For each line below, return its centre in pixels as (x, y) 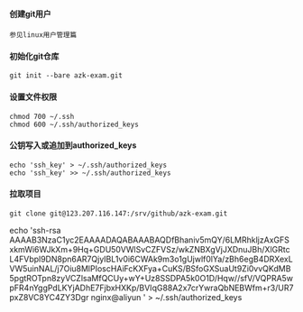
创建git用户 (30, 14)
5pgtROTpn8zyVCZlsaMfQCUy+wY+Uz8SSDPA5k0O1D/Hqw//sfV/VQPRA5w (151, 279)
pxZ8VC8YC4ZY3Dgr (49, 298)
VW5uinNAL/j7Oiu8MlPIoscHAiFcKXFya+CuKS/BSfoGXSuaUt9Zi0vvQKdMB (150, 269)
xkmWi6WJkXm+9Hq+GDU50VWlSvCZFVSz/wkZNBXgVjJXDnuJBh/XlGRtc (150, 250)
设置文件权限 (33, 96)
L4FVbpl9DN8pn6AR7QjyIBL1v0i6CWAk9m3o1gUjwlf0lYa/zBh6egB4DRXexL (151, 259)
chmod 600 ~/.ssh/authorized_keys (74, 124)
